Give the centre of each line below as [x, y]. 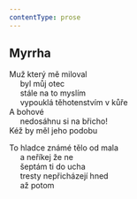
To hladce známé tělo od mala [64, 148]
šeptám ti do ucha [53, 167]
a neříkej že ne [46, 157]
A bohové [27, 112]
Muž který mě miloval [48, 74]
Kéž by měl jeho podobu [53, 131]
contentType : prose [45, 17]
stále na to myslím [53, 93]
